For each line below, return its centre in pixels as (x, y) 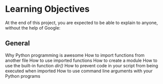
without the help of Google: (33, 28)
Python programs (23, 76)
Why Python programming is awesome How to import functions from (75, 55)
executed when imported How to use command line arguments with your (79, 71)
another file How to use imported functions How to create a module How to (81, 60)
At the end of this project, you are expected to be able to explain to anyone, (81, 23)
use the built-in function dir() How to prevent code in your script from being (82, 65)
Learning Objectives (47, 9)
